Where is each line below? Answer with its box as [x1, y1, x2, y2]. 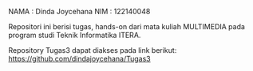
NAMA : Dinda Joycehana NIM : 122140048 [8, 7, 151, 16]
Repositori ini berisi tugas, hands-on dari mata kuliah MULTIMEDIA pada [8, 22, 246, 31]
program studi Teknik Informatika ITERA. [8, 31, 141, 39]
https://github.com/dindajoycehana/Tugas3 [8, 54, 151, 63]
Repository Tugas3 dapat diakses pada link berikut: [8, 46, 177, 54]
